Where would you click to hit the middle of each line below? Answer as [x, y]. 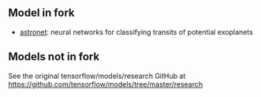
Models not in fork [54, 57]
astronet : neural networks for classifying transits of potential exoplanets [136, 32]
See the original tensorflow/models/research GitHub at [97, 76]
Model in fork [41, 13]
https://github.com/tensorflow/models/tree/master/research [106, 84]
